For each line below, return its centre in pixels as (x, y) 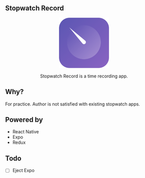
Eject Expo (23, 170)
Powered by (24, 120)
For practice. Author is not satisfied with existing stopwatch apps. (72, 104)
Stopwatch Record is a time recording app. (84, 76)
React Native (25, 132)
